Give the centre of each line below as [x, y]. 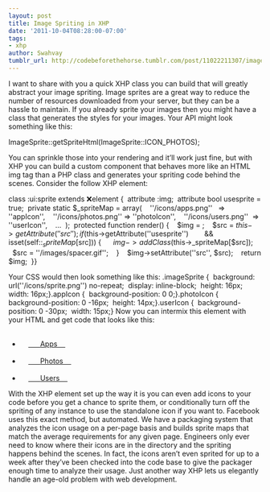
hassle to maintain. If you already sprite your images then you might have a [133, 109]
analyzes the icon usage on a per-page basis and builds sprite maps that [129, 428]
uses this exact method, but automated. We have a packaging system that [131, 419]
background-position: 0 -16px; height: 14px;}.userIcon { [101, 302]
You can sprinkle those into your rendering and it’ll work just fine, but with [131, 157]
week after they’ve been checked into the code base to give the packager [131, 462]
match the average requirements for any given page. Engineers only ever [129, 436]
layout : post [30, 16]
